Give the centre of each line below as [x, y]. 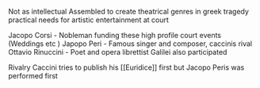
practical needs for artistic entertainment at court [88, 20]
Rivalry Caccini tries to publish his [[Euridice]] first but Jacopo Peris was [126, 67]
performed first [33, 76]
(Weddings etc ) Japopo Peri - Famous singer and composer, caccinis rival [130, 44]
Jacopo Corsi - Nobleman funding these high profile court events [115, 35]
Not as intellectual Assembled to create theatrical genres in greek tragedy [129, 11]
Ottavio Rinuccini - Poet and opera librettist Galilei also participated [118, 52]
